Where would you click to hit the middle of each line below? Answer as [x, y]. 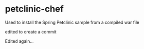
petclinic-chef [35, 9]
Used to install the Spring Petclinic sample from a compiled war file [72, 22]
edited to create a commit [31, 32]
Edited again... [19, 41]
